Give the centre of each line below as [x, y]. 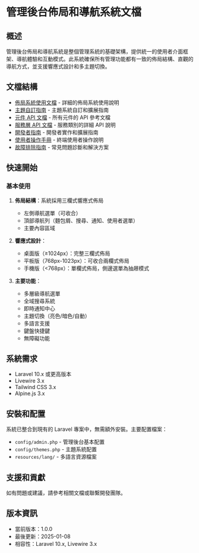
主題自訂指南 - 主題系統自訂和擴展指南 [62, 110]
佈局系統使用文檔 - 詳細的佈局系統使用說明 [67, 102]
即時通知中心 [39, 308]
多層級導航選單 [42, 293]
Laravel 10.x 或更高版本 [43, 374]
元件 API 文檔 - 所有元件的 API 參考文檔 [63, 117]
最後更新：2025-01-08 [42, 536]
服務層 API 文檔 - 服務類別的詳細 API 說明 [65, 125]
